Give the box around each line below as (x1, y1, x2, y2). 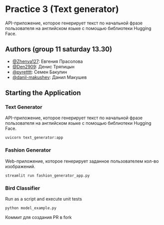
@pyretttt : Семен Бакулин (12, 69, 67, 75)
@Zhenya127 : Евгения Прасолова (12, 58, 83, 64)
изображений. (5, 163, 36, 169)
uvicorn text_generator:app (5, 135, 64, 140)
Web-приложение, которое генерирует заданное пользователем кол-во (5, 158, 159, 164)
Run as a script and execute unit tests (5, 196, 82, 202)
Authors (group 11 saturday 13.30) (5, 45, 112, 53)
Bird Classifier (5, 185, 40, 192)
